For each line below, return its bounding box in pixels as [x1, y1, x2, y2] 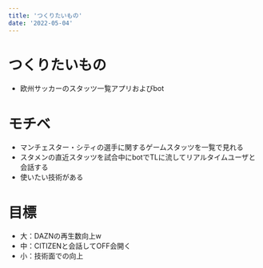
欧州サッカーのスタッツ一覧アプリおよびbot [19, 84, 165, 93]
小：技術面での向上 [19, 251, 84, 261]
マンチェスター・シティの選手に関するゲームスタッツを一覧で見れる [19, 143, 244, 152]
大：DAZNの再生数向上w [19, 231, 102, 241]
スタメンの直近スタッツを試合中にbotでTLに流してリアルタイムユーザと [19, 152, 256, 162]
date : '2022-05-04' [8, 19, 74, 27]
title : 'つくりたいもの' [8, 11, 82, 20]
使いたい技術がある [19, 172, 84, 182]
